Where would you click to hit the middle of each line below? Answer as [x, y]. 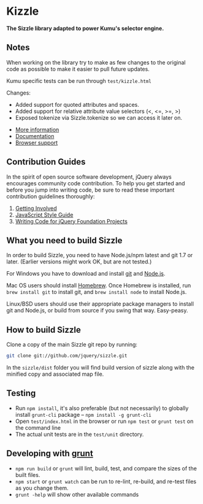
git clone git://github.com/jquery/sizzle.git [67, 356]
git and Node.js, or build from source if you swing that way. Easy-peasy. [97, 311]
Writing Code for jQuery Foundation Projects [71, 221]
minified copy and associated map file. [55, 374]
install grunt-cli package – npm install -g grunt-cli [83, 414]
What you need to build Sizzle [64, 240]
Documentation [35, 136]
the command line [38, 427]
